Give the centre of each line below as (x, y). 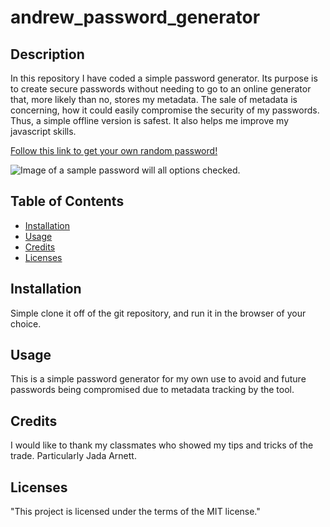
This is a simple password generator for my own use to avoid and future (158, 379)
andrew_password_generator (135, 17)
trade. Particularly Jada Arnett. (73, 456)
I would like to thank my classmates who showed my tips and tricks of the (162, 445)
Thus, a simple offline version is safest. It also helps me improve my (150, 120)
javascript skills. (43, 131)
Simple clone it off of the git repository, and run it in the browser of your (158, 313)
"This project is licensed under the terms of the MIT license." (135, 512)
